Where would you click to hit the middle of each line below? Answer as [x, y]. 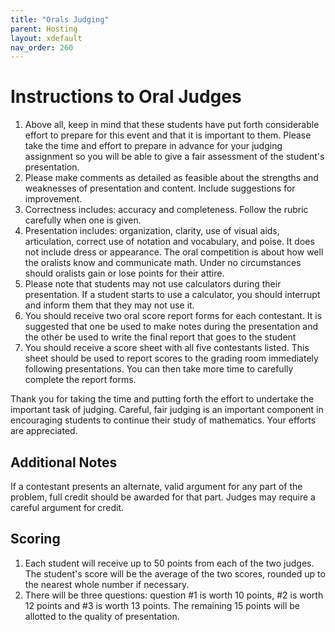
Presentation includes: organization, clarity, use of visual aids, [152, 231]
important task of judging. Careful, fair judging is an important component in [167, 410]
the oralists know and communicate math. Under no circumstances [163, 263]
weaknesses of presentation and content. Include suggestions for [160, 188]
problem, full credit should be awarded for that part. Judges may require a [163, 497]
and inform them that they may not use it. [109, 305]
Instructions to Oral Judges [126, 97]
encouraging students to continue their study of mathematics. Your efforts [163, 420]
